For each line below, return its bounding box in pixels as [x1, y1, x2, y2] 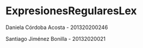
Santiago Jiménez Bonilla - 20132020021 [5, 35, 106, 42]
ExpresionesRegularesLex [5, 4, 137, 18]
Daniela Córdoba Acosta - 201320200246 [5, 24, 108, 31]
